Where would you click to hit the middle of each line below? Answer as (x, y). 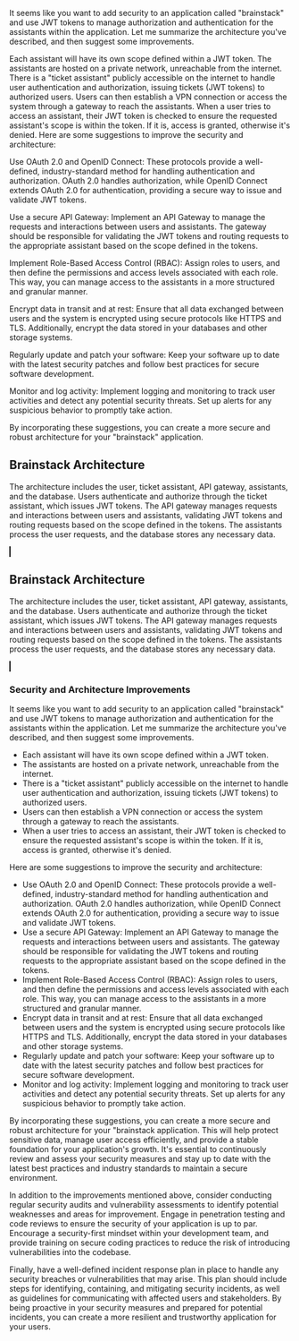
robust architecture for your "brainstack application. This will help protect (144, 1130)
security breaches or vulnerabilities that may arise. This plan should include (148, 1278)
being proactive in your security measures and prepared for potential (136, 1307)
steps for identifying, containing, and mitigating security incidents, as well (145, 1288)
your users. (30, 1326)
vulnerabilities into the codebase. (70, 1251)
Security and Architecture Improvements (100, 689)
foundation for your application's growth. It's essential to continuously (138, 1149)
